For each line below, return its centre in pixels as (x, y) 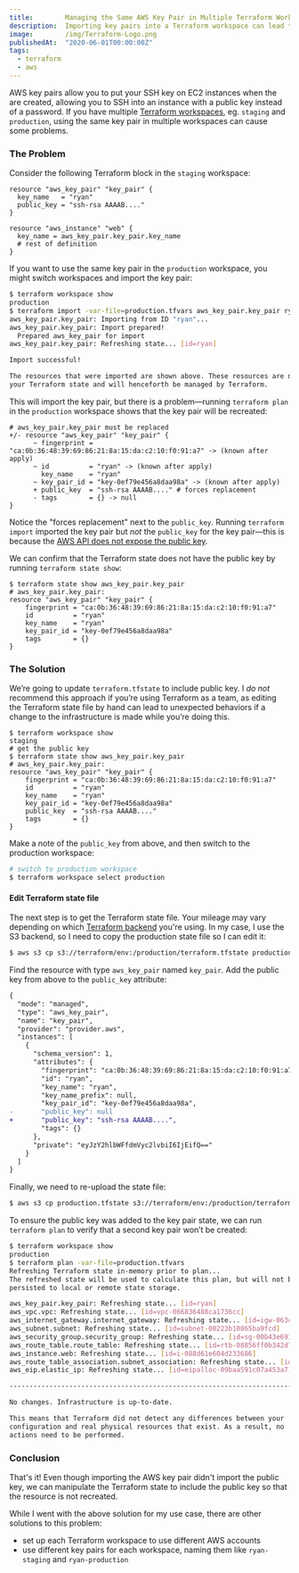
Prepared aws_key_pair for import (81, 335)
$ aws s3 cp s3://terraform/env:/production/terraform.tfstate (129, 953)
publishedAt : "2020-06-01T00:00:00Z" (81, 42)
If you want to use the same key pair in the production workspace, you (138, 269)
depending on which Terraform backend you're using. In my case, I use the (147, 927)
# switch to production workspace (73, 869)
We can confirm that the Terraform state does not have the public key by (142, 558)
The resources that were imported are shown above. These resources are (147, 377)
